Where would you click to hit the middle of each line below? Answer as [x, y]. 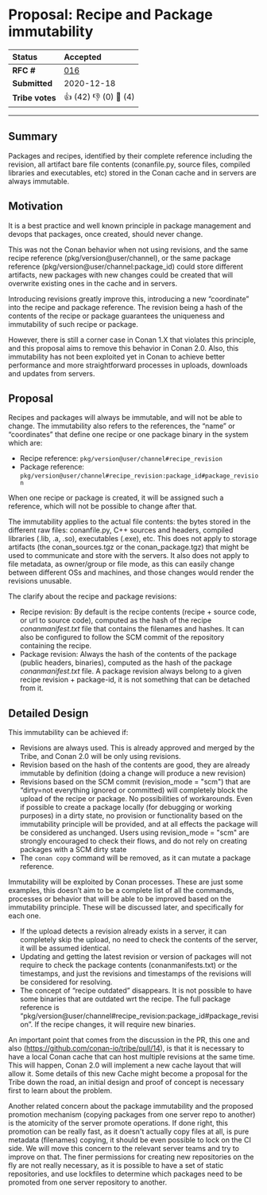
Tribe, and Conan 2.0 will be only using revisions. [100, 757]
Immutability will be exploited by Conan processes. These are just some [126, 882]
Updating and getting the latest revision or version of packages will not [135, 957]
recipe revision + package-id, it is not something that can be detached [135, 680]
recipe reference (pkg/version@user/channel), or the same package [120, 257]
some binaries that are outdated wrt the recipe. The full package [125, 999]
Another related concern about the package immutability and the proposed [131, 1107]
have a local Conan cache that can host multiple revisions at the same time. [132, 1057]
